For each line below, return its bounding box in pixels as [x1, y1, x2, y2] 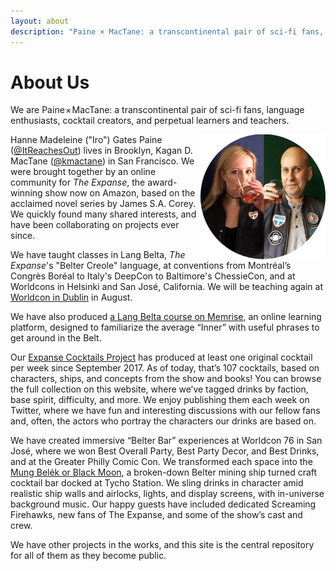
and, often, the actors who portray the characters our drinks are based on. [10, 415, 317, 427]
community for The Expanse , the [10, 176, 146, 189]
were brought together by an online [10, 166, 157, 178]
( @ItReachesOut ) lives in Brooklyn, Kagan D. [10, 145, 193, 157]
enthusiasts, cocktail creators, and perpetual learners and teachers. [10, 115, 290, 127]
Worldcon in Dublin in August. [10, 291, 133, 304]
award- [147, 176, 178, 189]
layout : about [10, 16, 70, 26]
